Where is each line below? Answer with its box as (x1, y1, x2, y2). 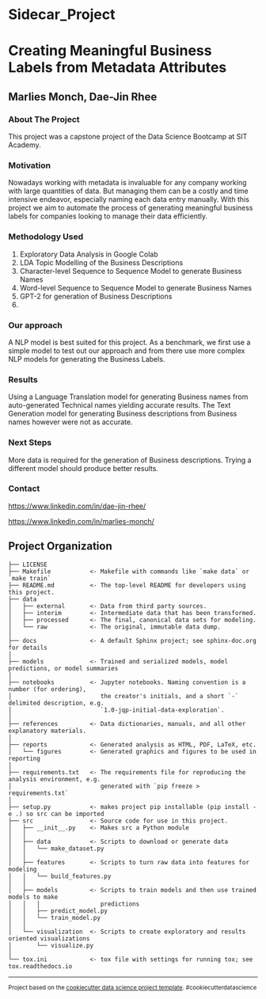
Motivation (8, 160, 51, 171)
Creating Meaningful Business (8, 42, 212, 60)
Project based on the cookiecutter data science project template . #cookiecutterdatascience (8, 983, 257, 991)
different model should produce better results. (8, 463, 158, 473)
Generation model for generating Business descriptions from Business (8, 409, 237, 419)
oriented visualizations (8, 934, 90, 943)
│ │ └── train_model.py (8, 914, 101, 921)
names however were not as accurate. (8, 417, 133, 427)
